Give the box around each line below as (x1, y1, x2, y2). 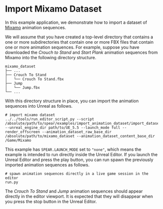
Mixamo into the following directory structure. (5, 54, 97, 60)
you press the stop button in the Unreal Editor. (5, 198, 97, 204)
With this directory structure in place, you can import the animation (5, 98, 139, 104)
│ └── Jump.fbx (5, 85, 40, 90)
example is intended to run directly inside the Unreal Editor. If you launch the (5, 151, 158, 157)
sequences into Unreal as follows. (5, 103, 73, 109)
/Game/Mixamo (5, 138, 32, 143)
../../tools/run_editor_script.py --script (5, 116, 95, 122)
